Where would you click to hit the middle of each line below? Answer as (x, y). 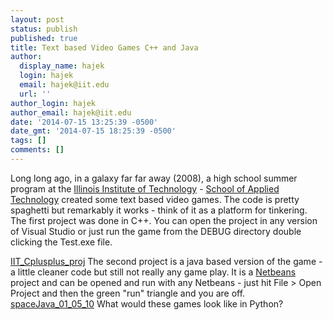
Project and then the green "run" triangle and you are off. (128, 293)
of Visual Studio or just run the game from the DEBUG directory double (156, 231)
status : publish (44, 29)
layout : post (37, 19)
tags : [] (28, 141)
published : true (44, 38)
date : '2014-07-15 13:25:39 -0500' (84, 122)
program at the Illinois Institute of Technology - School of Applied (145, 188)
